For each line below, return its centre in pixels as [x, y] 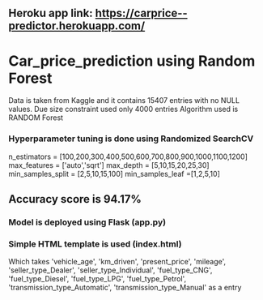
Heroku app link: [51, 13]
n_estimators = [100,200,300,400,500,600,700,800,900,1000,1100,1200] [128, 156]
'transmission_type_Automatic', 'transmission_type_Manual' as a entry [125, 288]
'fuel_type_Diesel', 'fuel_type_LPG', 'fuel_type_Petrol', [98, 279]
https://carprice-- [141, 13]
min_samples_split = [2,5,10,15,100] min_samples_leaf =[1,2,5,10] [114, 174]
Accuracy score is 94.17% [75, 199]
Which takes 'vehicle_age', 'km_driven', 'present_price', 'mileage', [117, 262]
